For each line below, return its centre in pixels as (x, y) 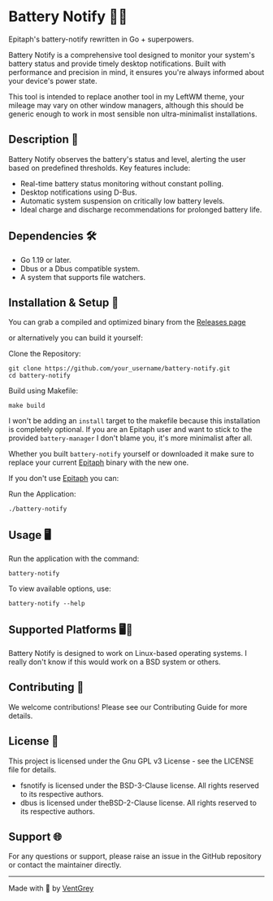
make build (27, 406)
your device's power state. (53, 81)
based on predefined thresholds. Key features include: (100, 168)
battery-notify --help (47, 604)
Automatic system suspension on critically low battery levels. (122, 201)
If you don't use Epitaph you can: (64, 479)
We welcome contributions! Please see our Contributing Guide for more (128, 706)
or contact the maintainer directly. (65, 865)
